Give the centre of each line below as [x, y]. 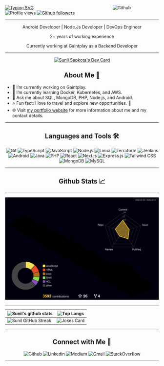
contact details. [28, 115]
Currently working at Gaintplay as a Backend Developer [82, 46]
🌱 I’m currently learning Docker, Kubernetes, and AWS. [67, 92]
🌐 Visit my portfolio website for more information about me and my [79, 110]
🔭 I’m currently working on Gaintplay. [49, 87]
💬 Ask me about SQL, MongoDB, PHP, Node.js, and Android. [72, 97]
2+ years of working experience [82, 36]
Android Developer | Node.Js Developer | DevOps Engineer [82, 27]
